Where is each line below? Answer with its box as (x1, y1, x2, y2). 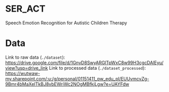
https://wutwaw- (5, 70, 41, 76)
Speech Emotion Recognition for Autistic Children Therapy (5, 20, 127, 26)
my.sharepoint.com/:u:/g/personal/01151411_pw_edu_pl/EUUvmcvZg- (5, 75, 150, 81)
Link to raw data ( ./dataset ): (5, 54, 65, 60)
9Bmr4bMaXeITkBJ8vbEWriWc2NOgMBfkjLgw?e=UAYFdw (5, 81, 129, 87)
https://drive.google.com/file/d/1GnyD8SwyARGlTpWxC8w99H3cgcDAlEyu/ (5, 59, 164, 66)
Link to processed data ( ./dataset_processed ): (49, 65, 146, 71)
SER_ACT (5, 3, 46, 15)
